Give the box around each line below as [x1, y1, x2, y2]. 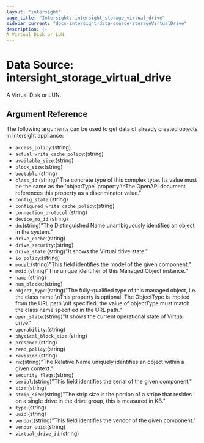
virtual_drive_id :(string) [15, 430, 79, 437]
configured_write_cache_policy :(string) [15, 202, 115, 209]
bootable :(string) [15, 169, 57, 177]
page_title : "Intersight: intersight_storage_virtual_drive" [6, 15, 166, 21]
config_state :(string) [15, 195, 68, 203]
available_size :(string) [15, 157, 74, 164]
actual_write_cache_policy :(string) [15, 150, 104, 157]
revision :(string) [15, 351, 57, 359]
